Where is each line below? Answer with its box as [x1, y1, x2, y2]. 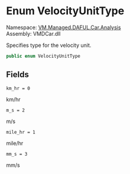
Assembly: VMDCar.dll [6, 30, 61, 37]
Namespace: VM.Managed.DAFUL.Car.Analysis [6, 24, 121, 31]
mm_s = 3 [6, 151, 28, 157]
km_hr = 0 [6, 85, 31, 91]
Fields [6, 69, 30, 80]
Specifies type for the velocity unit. [6, 42, 92, 49]
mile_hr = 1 [6, 129, 35, 135]
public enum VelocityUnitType [6, 53, 81, 59]
